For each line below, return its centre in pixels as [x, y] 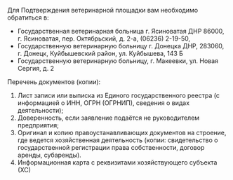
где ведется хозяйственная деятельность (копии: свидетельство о [118, 140]
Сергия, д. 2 [36, 68]
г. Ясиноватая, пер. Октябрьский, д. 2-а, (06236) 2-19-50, [104, 39]
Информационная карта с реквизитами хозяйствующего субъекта [117, 162]
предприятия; [38, 125]
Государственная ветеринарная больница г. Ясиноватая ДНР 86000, [121, 31]
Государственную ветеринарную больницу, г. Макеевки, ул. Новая [118, 61]
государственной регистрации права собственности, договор [111, 147]
